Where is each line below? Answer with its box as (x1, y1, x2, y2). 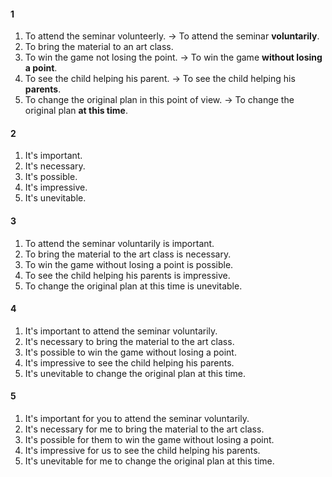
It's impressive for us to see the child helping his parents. (24, 445, 261, 457)
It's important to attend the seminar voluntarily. (24, 325, 218, 337)
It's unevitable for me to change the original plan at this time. (24, 455, 275, 467)
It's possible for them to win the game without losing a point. (24, 434, 275, 446)
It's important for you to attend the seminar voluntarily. (24, 413, 250, 425)
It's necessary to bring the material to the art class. (24, 335, 235, 347)
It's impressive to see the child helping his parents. (24, 356, 235, 369)
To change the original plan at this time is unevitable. (24, 280, 243, 292)
